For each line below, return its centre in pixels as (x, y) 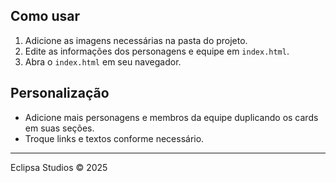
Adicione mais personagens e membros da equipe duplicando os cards (171, 117)
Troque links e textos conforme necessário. (114, 138)
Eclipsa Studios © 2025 (59, 167)
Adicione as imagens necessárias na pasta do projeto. (136, 40)
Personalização (60, 93)
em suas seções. (59, 128)
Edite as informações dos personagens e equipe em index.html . (157, 51)
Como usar (45, 16)
